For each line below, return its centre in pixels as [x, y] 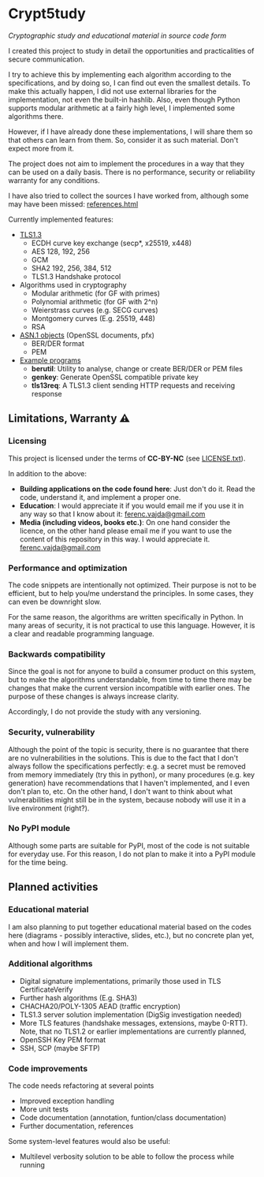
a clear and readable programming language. [82, 633]
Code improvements [48, 1068]
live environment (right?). [49, 808]
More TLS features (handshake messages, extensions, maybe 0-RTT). [134, 1022]
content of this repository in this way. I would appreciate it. [115, 539]
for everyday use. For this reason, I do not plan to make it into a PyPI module [132, 854]
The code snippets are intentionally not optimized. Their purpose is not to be [132, 585]
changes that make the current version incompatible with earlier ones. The [129, 688]
